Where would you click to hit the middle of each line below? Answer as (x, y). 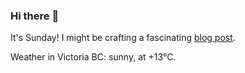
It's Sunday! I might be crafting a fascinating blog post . (123, 38)
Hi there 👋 (35, 16)
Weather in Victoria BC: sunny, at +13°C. (93, 57)
